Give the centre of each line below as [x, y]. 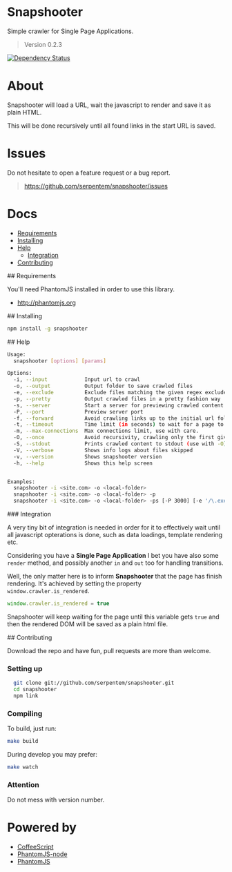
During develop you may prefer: [52, 754]
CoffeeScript [35, 847]
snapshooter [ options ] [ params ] [60, 361]
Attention [23, 784]
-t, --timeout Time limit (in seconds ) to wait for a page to [119, 425]
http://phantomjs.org [46, 302]
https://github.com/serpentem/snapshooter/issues [96, 186]
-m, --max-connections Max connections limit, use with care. [106, 431]
